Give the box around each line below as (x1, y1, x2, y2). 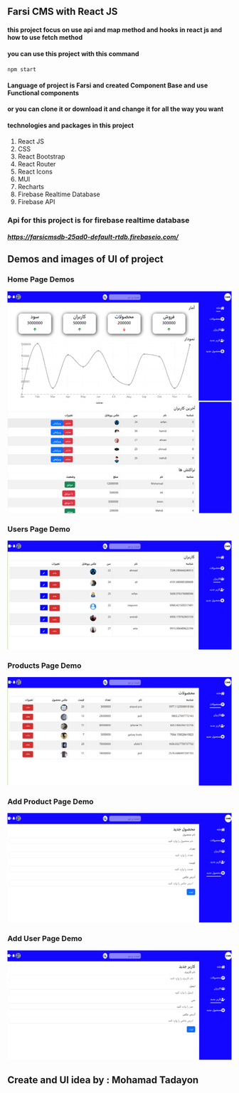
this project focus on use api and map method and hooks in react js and (7, 25, 223, 34)
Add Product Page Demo (7, 796, 94, 806)
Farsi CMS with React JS (7, 6, 118, 18)
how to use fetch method (7, 33, 83, 41)
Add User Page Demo (7, 934, 83, 944)
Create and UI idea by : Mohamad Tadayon (7, 1074, 199, 1086)
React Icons (17, 167, 53, 176)
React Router (17, 159, 56, 168)
